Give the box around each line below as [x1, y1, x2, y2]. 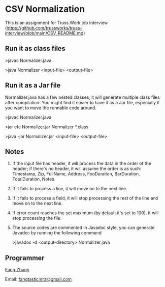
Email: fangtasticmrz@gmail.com [5, 276, 72, 282]
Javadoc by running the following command [12, 230, 102, 236]
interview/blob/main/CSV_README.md [5, 30, 84, 36]
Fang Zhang [5, 267, 30, 273]
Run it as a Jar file [5, 81, 61, 89]
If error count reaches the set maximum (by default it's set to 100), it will [12, 210, 159, 216]
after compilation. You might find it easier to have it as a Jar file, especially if [5, 99, 160, 105]
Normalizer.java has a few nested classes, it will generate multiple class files [5, 94, 160, 100]
